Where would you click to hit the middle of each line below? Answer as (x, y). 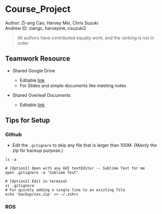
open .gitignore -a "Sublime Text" (42, 173)
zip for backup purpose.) (38, 150)
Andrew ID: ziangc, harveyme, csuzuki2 (46, 28)
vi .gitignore (20, 186)
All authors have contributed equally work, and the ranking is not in (86, 38)
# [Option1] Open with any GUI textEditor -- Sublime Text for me (75, 168)
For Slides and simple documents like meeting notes (73, 85)
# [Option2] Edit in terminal (36, 181)
